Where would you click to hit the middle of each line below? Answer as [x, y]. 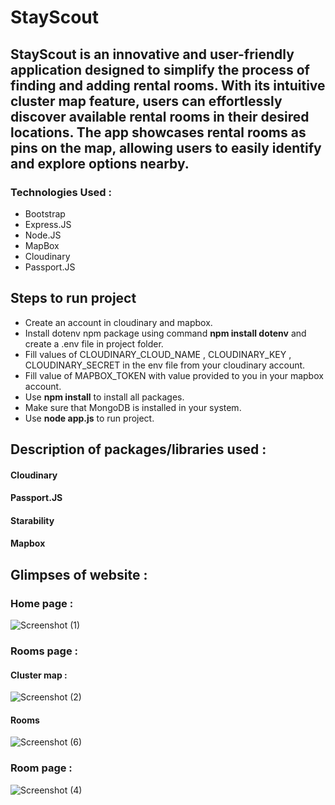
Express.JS [48, 224]
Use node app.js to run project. [89, 418]
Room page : [41, 768]
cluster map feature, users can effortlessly [146, 101]
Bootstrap [45, 213]
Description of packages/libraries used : [138, 449]
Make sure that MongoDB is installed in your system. [133, 407]
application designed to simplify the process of [160, 69]
